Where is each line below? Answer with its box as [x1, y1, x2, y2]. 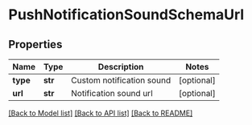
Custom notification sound [71, 75, 171, 86]
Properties [8, 38, 63, 51]
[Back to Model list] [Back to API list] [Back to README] [8, 108, 193, 118]
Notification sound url [71, 88, 153, 99]
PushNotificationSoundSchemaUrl [8, 6, 245, 24]
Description [97, 62, 144, 72]
